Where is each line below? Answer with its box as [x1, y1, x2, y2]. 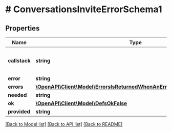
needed [8, 92, 27, 98]
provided [8, 108, 31, 115]
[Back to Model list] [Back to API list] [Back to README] [5, 121, 123, 127]
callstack [8, 57, 31, 64]
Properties [5, 24, 40, 33]
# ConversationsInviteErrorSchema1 [5, 4, 162, 15]
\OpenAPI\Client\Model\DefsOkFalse [35, 100, 127, 107]
